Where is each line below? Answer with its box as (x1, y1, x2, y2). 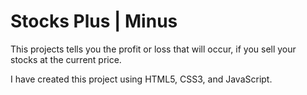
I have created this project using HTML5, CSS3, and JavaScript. (10, 73, 273, 85)
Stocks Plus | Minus (10, 10, 178, 33)
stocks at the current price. (10, 53, 122, 65)
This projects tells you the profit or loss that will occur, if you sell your (10, 43, 297, 55)
